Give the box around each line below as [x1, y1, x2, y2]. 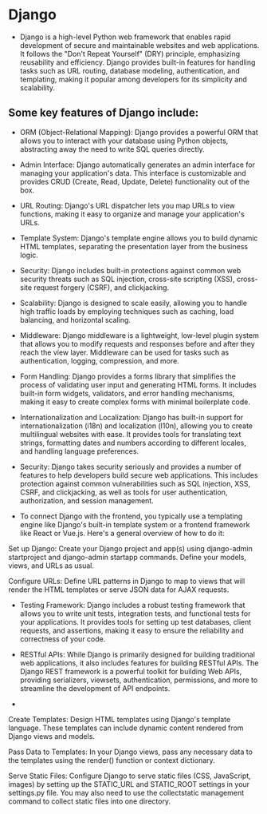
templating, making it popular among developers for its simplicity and [19, 74, 247, 84]
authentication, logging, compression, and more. [19, 355, 179, 365]
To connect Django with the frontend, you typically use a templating [19, 511, 243, 521]
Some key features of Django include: [8, 106, 199, 120]
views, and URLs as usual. [8, 561, 94, 570]
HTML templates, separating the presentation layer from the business [19, 241, 249, 251]
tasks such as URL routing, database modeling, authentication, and [19, 66, 241, 75]
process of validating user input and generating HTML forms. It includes [19, 379, 257, 389]
